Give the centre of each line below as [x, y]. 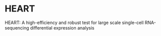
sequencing [17, 27]
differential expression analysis [62, 27]
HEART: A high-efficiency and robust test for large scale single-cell [74, 22]
